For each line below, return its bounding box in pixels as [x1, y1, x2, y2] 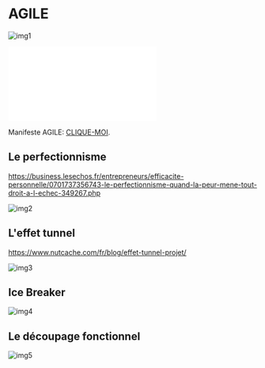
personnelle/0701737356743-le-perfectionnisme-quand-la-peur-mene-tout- [8, 180, 257, 189]
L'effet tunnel [8, 226, 75, 240]
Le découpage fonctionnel [8, 329, 141, 343]
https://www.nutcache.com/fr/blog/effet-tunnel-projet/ [8, 247, 187, 257]
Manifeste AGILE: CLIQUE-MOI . [8, 127, 111, 137]
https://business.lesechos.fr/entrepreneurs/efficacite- [8, 171, 184, 180]
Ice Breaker [8, 286, 66, 299]
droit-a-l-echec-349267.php [8, 188, 101, 198]
